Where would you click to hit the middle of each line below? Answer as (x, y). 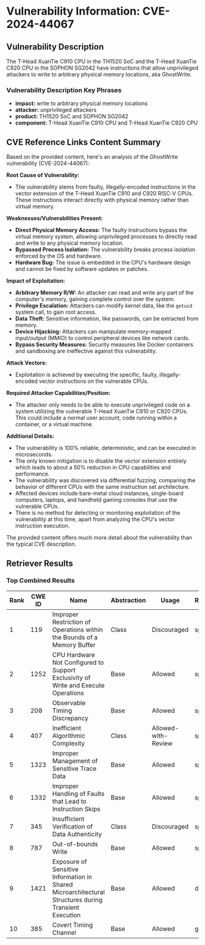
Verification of (73, 827)
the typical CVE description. (41, 544)
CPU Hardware (74, 654)
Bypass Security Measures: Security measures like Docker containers (104, 345)
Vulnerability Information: (73, 11)
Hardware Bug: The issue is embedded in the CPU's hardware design (103, 262)
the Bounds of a (75, 637)
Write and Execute (78, 685)
